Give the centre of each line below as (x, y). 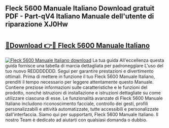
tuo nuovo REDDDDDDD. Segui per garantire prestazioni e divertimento (79, 71)
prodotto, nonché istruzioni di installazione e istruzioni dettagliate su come (83, 93)
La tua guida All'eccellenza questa (128, 60)
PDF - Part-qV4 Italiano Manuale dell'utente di (80, 17)
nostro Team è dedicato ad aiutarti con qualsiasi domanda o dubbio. (76, 120)
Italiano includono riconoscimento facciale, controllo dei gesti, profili (77, 104)
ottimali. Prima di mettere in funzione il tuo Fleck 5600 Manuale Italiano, (80, 76)
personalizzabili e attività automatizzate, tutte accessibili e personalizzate (82, 109)
